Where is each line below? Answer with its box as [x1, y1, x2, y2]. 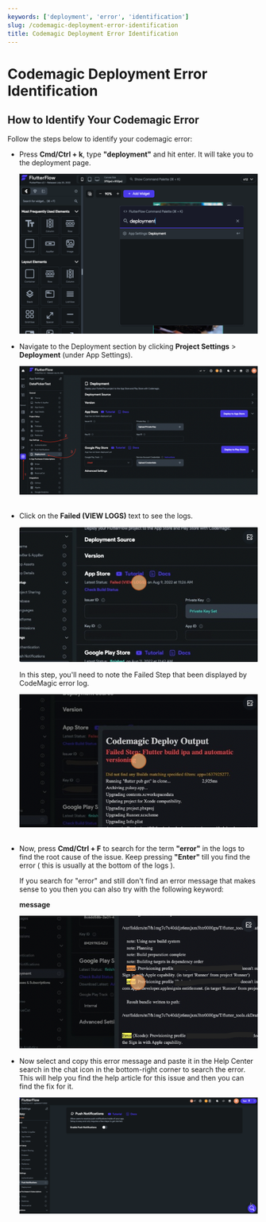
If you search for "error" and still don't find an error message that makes [18, 876, 256, 885]
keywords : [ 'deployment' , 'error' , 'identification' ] [7, 13, 190, 21]
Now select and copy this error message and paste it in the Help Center [18, 1056, 253, 1065]
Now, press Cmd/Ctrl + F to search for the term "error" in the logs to [18, 843, 245, 853]
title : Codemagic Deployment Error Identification [7, 29, 179, 37]
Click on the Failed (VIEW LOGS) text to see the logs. [18, 511, 194, 520]
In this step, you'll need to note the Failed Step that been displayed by [18, 670, 248, 679]
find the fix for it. [18, 1081, 74, 1091]
